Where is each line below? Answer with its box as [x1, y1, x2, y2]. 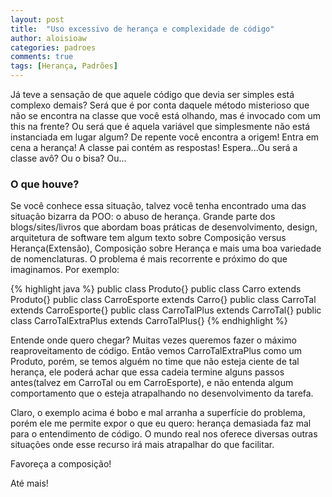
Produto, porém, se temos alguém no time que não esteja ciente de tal [10, 356, 300, 368]
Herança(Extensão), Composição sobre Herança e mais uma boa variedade [10, 242, 322, 255]
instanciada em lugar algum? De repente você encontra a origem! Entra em [10, 131, 320, 143]
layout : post [10, 14, 65, 25]
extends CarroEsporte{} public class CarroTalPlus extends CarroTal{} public [10, 304, 322, 316]
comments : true [10, 52, 74, 62]
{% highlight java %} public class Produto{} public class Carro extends [10, 283, 302, 295]
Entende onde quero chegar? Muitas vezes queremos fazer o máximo [10, 334, 297, 346]
